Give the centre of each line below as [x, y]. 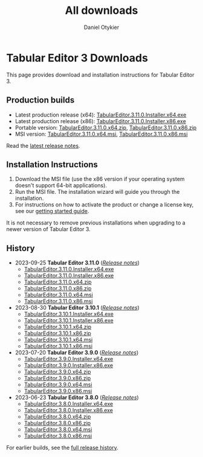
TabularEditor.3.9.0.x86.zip [57, 379]
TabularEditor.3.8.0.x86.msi [58, 436]
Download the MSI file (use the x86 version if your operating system [100, 179]
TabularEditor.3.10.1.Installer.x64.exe [69, 314]
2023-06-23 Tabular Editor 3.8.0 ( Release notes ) [77, 398]
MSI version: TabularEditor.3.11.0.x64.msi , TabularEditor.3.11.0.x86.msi [101, 134]
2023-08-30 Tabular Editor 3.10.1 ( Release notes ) [77, 308]
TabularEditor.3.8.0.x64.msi [58, 430]
